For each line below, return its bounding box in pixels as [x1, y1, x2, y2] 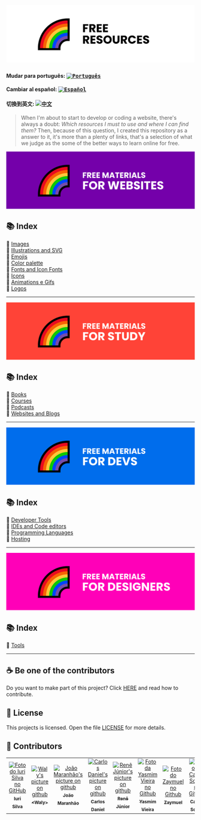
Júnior [115, 803, 130, 810]
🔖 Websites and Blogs [6, 410, 60, 417]
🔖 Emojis [6, 253, 28, 260]
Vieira [141, 806, 154, 813]
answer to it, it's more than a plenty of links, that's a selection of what [20, 133, 193, 140]
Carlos [90, 799, 105, 805]
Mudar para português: [6, 72, 66, 79]
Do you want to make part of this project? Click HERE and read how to [6, 684, 178, 691]
